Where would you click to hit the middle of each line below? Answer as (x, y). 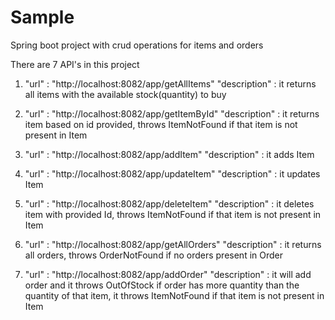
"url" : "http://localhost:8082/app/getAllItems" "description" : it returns (170, 83)
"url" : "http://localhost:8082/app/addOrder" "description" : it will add (168, 274)
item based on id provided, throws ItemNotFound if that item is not (161, 124)
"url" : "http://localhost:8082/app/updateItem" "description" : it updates (172, 173)
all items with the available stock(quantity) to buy (125, 94)
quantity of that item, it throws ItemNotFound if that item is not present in (174, 295)
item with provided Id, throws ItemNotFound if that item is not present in (173, 214)
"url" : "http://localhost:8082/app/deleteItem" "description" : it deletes (169, 203)
